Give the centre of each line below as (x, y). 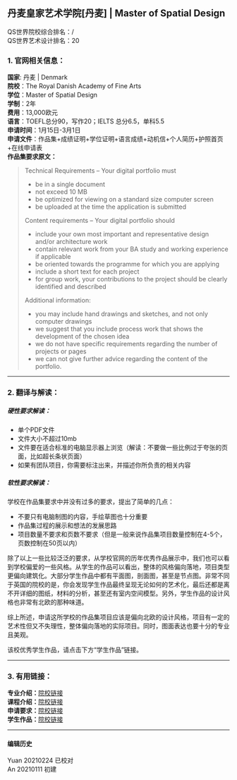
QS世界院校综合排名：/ (41, 32)
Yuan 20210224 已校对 (41, 760)
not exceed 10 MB (61, 192)
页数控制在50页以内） (49, 543)
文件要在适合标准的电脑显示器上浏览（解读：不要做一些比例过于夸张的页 (122, 447)
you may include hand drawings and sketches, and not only (121, 314)
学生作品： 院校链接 (35, 719)
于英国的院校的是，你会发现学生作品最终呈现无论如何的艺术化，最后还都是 (115, 584)
